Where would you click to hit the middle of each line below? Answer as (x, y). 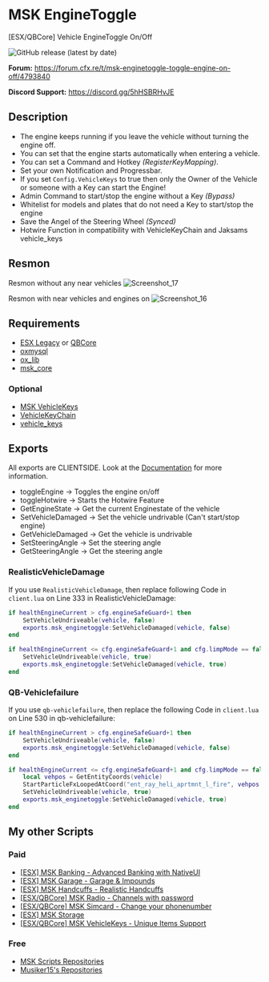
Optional (25, 389)
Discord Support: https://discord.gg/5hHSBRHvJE (91, 92)
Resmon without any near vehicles (65, 283)
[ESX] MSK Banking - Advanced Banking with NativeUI (110, 872)
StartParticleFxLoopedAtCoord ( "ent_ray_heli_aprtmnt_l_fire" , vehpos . (143, 785)
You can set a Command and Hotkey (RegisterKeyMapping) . (119, 162)
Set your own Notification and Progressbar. (91, 170)
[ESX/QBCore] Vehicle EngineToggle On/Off (80, 37)
